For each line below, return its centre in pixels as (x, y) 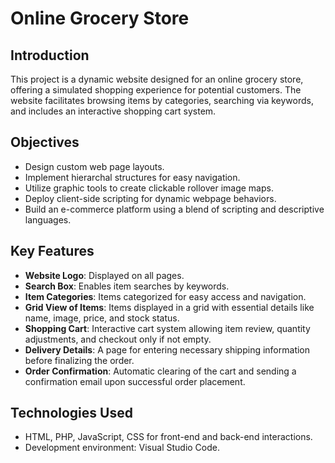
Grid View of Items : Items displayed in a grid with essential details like (169, 307)
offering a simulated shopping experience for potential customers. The (156, 90)
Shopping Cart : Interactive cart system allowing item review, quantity (167, 328)
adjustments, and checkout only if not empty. (118, 339)
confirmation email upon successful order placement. (135, 381)
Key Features (52, 251)
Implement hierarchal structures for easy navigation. (132, 177)
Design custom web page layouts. (94, 166)
